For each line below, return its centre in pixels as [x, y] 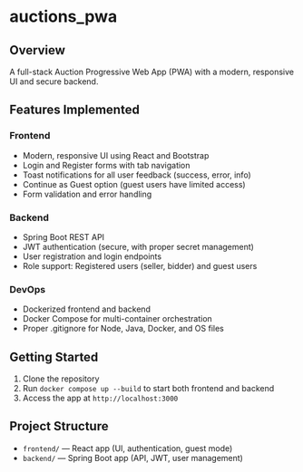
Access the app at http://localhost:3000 [100, 398]
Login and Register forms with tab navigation [106, 165]
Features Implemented [75, 110]
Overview [38, 50]
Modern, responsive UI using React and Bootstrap [116, 155]
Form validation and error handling [87, 194]
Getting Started [54, 356]
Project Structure [59, 426]
